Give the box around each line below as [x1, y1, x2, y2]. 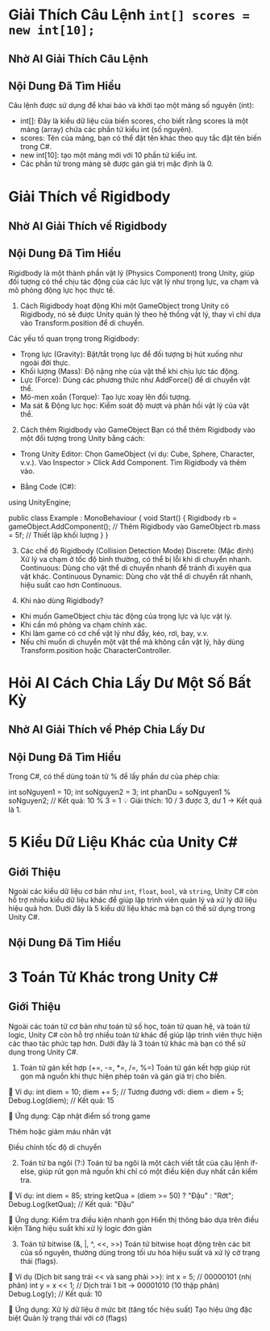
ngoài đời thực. [19, 357, 71, 368]
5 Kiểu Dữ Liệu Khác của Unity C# [8, 833, 238, 851]
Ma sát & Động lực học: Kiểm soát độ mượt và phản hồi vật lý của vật [19, 401, 250, 410]
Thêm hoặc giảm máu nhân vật [8, 1126, 111, 1136]
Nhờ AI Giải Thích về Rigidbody [8, 219, 168, 233]
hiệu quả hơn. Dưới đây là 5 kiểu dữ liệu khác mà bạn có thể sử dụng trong [8, 904, 255, 913]
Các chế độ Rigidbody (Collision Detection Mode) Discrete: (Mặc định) [19, 546, 255, 555]
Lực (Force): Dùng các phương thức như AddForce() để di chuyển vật [19, 375, 251, 385]
